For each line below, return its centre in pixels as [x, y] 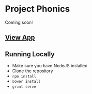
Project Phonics [38, 9]
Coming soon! [19, 22]
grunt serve [24, 87]
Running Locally [30, 54]
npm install [24, 77]
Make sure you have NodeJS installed [50, 66]
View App [20, 38]
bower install [26, 82]
